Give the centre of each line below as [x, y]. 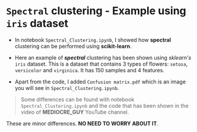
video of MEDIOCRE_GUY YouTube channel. [75, 112]
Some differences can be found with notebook [77, 99]
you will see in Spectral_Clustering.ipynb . [67, 88]
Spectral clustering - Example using [96, 11]
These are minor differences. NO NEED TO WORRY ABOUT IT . [82, 123]
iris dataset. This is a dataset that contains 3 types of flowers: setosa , [101, 64]
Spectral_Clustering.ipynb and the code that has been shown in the [104, 105]
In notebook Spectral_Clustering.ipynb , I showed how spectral [93, 40]
